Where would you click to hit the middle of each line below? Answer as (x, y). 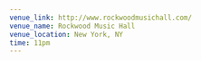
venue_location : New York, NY (67, 34)
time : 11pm (30, 43)
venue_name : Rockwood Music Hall (72, 26)
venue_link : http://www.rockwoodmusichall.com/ (101, 17)
